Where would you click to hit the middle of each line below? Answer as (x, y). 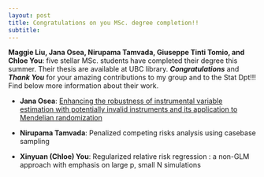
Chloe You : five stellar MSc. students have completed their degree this (123, 61)
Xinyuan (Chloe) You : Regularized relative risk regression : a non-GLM (134, 157)
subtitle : (24, 30)
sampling (34, 142)
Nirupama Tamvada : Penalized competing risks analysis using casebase (138, 133)
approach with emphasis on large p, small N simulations (110, 165)
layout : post (30, 15)
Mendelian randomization (61, 118)
